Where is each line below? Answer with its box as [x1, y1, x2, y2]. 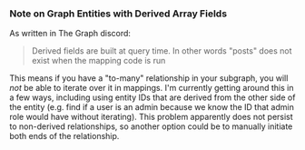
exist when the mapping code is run [31, 55, 166, 66]
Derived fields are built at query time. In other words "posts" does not [31, 45, 292, 56]
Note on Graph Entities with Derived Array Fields [9, 7, 228, 20]
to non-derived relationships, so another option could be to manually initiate [9, 121, 293, 132]
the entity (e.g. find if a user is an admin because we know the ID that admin [9, 102, 295, 113]
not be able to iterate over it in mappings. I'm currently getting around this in [9, 83, 294, 94]
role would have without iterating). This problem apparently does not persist [9, 112, 293, 123]
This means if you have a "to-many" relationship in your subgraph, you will [9, 73, 289, 84]
